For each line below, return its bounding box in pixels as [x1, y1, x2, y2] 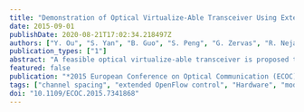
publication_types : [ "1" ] [9, 47, 107, 56]
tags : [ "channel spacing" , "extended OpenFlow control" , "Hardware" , [9, 80, 278, 89]
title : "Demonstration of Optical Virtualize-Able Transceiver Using [9, 13, 278, 23]
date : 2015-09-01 [9, 22, 75, 31]
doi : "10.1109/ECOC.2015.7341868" [9, 89, 140, 98]
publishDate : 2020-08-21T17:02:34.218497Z [9, 30, 172, 39]
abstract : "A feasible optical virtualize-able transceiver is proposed [9, 55, 290, 64]
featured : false [9, 64, 71, 73]
